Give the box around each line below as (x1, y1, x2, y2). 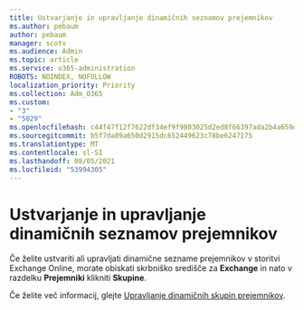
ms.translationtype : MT (9, 140, 100, 149)
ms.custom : (9, 97, 51, 107)
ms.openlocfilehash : (9, 123, 88, 132)
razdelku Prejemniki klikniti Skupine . (9, 273, 147, 284)
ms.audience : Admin (9, 47, 83, 56)
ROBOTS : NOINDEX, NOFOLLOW (9, 73, 111, 82)
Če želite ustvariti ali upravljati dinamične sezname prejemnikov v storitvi (9, 253, 280, 264)
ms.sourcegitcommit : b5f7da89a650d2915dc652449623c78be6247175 (9, 131, 253, 140)
